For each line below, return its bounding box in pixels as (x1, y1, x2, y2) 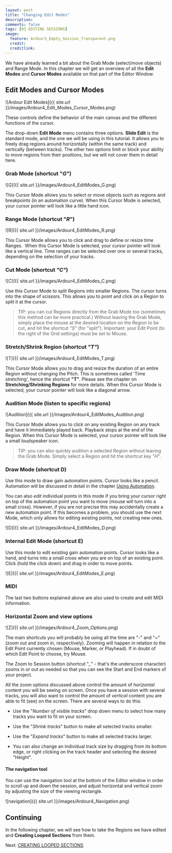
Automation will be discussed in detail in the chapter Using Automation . (5, 483, 156, 489)
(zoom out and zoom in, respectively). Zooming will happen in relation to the (5, 640, 166, 646)
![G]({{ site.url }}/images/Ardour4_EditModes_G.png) (5, 182, 116, 188)
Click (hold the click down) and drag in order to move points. (5, 560, 133, 566)
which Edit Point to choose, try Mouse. (5, 651, 87, 657)
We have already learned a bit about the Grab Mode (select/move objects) (5, 60, 162, 66)
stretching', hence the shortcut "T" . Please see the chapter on (5, 376, 137, 382)
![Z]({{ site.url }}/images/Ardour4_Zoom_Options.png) (5, 624, 119, 631)
